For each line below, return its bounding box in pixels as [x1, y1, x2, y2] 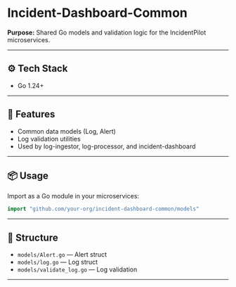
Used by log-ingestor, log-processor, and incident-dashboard [17, 142, 196, 151]
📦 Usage [7, 170, 49, 181]
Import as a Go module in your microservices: [7, 192, 139, 200]
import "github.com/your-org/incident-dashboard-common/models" [7, 205, 199, 212]
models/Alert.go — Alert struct [17, 250, 107, 259]
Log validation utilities [17, 134, 81, 143]
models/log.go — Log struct [17, 258, 98, 267]
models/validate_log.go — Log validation [17, 265, 138, 274]
